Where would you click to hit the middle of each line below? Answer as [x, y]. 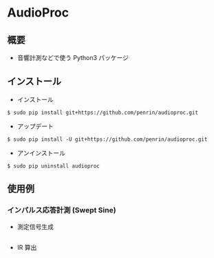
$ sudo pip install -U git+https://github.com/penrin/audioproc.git [107, 139]
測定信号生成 [35, 226]
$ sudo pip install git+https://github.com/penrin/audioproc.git [103, 112]
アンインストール [41, 152]
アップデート [35, 126]
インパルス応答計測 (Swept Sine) [62, 210]
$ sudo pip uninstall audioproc [53, 166]
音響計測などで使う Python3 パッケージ [73, 58]
